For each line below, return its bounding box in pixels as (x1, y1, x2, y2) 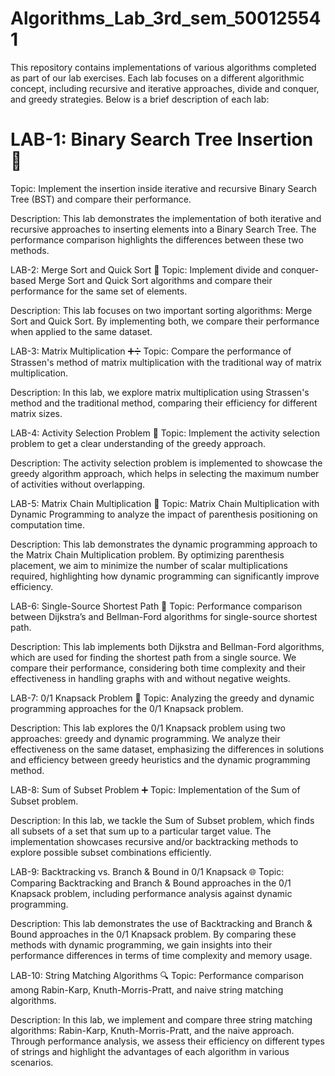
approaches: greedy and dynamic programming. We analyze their (10, 732, 281, 744)
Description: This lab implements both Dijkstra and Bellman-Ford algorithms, (10, 640, 325, 652)
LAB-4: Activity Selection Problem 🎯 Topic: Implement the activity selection (10, 427, 320, 439)
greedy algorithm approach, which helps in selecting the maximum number (10, 467, 320, 479)
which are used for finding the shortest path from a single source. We (10, 651, 297, 663)
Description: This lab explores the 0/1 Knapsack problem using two (10, 722, 286, 734)
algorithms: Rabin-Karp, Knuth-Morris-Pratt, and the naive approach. (10, 1024, 295, 1036)
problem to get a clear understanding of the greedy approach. (10, 437, 267, 449)
